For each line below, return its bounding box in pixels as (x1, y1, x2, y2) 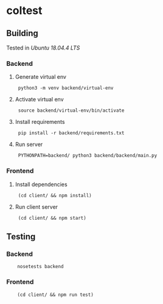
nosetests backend (17, 264, 64, 270)
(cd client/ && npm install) (18, 192, 92, 198)
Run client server (15, 203, 58, 211)
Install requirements (15, 118, 65, 126)
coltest (6, 4, 43, 18)
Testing (6, 231, 36, 242)
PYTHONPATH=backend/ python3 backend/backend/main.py (18, 153, 158, 159)
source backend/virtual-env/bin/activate (18, 107, 125, 114)
